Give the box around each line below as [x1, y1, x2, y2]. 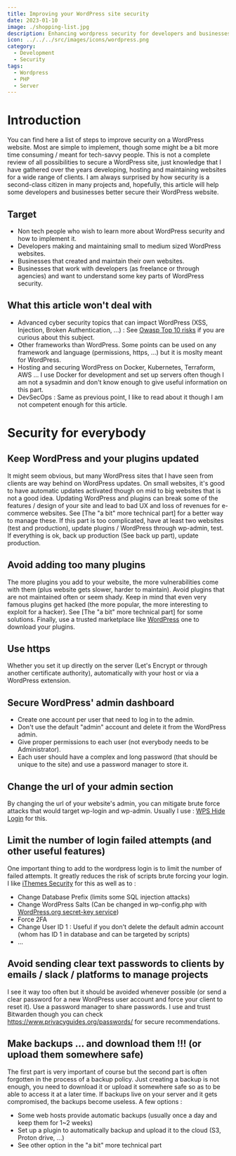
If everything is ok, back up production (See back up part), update [7, 531, 199, 540]
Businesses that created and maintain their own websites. [17, 257, 185, 265]
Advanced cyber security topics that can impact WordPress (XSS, [17, 318, 209, 327]
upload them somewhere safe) [7, 1048, 144, 1061]
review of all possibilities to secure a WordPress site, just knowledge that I [7, 158, 221, 167]
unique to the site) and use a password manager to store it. [17, 760, 188, 769]
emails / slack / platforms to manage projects [7, 969, 209, 981]
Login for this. [7, 814, 48, 823]
